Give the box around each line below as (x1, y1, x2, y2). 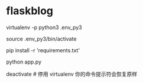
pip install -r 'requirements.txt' (6, 46, 80, 54)
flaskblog (6, 4, 54, 18)
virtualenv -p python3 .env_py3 (6, 24, 83, 31)
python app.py (6, 58, 42, 65)
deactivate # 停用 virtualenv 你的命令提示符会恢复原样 (6, 70, 138, 78)
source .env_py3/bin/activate (6, 35, 77, 42)
